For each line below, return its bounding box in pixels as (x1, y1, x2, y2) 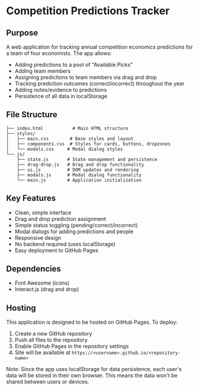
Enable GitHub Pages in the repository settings (14, 343, 129, 350)
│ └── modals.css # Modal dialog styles (6, 146, 123, 152)
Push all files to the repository (14, 336, 88, 344)
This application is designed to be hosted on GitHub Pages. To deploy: (6, 318, 178, 326)
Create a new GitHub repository (14, 330, 92, 337)
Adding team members (14, 67, 71, 75)
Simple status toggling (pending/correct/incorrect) (14, 221, 138, 228)
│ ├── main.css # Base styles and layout (6, 136, 134, 141)
